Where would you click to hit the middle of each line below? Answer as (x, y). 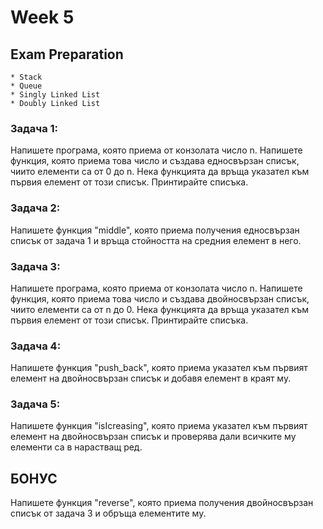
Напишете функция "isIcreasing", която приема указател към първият (159, 426)
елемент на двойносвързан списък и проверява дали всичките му (153, 437)
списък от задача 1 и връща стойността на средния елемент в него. (156, 240)
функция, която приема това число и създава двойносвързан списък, (160, 298)
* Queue (26, 86)
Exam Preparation (67, 54)
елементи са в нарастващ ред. (76, 447)
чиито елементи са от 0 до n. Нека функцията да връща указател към (160, 172)
